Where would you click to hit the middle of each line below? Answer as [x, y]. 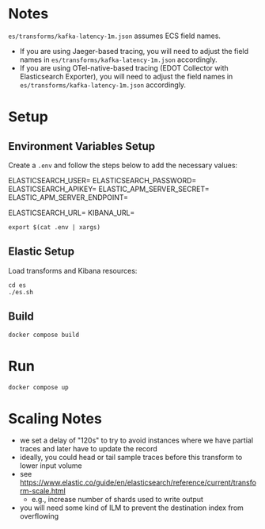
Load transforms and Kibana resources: [73, 270]
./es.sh [21, 292]
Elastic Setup [42, 252]
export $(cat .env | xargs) [55, 227]
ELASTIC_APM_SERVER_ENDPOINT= [68, 197]
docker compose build [44, 335]
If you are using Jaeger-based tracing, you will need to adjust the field [134, 51]
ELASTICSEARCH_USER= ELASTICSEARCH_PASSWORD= [102, 180]
